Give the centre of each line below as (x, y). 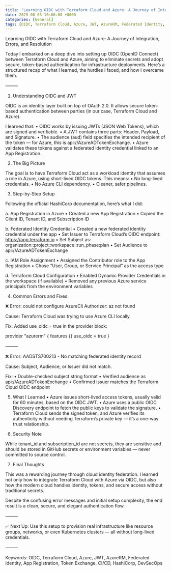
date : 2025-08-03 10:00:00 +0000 (41, 15)
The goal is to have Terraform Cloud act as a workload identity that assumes (85, 173)
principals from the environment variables (49, 287)
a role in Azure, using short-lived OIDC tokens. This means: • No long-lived (84, 179)
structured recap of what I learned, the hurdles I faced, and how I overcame (84, 70)
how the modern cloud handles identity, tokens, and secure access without (84, 485)
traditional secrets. (25, 491)
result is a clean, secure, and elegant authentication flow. (65, 506)
